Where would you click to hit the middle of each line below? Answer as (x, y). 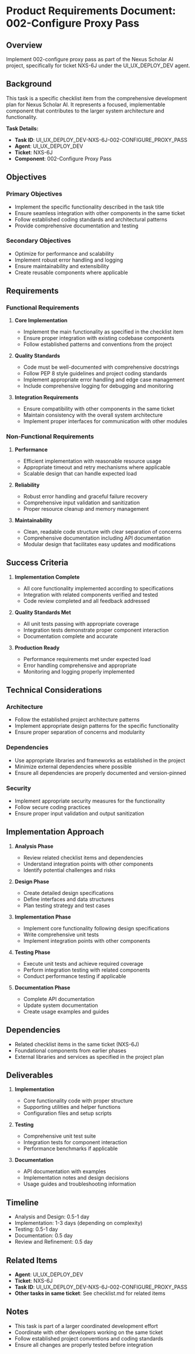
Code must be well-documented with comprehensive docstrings (101, 367)
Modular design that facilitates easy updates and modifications (100, 544)
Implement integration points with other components (87, 940)
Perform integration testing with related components (87, 970)
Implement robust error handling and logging (69, 260)
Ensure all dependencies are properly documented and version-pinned (100, 772)
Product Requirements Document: (91, 11)
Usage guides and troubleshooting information (80, 1184)
